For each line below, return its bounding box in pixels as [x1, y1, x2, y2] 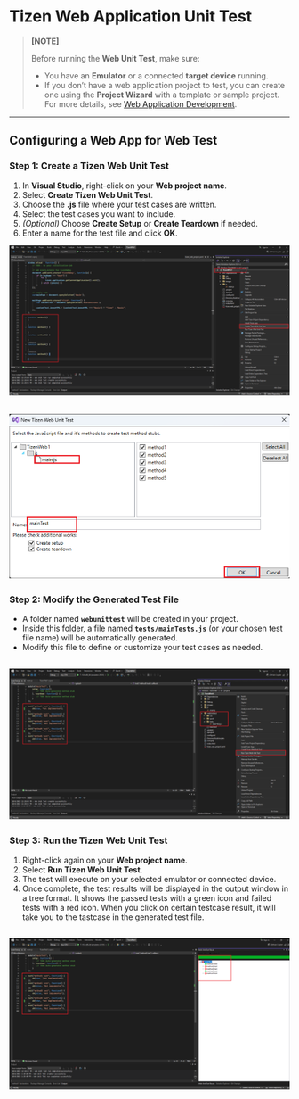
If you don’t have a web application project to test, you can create [44, 79, 286, 90]
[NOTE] [30, 36, 60, 46]
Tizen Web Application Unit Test [9, 6, 253, 27]
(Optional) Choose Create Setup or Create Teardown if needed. [21, 218, 258, 228]
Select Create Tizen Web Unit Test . [21, 189, 154, 200]
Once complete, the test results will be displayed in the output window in [21, 883, 289, 894]
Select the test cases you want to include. [21, 208, 176, 219]
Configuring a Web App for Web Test [9, 133, 218, 148]
